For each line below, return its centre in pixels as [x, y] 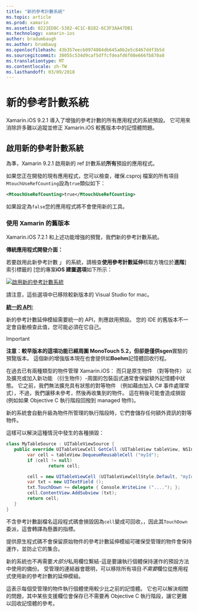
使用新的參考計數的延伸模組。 [47, 576]
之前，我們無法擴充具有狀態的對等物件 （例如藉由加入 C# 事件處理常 [106, 386]
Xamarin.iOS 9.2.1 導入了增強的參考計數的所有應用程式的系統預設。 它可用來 [98, 120]
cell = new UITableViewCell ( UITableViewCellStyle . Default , [103, 476]
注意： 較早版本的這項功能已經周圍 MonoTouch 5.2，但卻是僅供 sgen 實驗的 [97, 351]
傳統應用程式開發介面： [34, 250]
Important [18, 339]
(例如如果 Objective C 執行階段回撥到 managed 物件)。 [73, 400]
